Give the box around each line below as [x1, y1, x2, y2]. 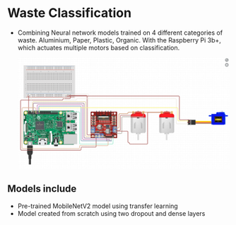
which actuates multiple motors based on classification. [17, 43, 180, 52]
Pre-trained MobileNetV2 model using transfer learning [17, 202, 178, 210]
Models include [7, 183, 77, 195]
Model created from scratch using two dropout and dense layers [17, 209, 206, 217]
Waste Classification [7, 5, 132, 21]
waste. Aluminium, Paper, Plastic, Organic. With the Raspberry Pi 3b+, [17, 35, 221, 44]
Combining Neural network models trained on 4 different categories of [17, 28, 223, 37]
